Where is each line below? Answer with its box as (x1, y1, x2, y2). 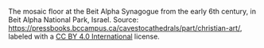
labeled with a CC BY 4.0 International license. (8, 31, 161, 41)
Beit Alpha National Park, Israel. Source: (8, 15, 139, 24)
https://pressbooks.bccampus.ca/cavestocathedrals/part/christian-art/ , (8, 24, 243, 32)
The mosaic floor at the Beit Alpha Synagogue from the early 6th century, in (8, 7, 257, 16)
